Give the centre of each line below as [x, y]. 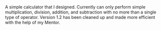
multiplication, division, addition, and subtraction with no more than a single [81, 12]
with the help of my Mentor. [33, 22]
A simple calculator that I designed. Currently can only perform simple [75, 7]
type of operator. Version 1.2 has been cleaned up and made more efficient [80, 17]
